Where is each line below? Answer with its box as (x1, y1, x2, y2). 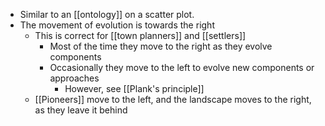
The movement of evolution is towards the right (19, 19, 215, 31)
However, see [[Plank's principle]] (64, 83, 205, 94)
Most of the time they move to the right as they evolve (49, 40, 273, 52)
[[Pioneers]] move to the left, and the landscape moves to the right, (34, 94, 312, 105)
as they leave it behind (34, 104, 128, 116)
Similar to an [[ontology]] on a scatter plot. (19, 9, 195, 20)
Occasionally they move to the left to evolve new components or (49, 62, 315, 73)
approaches (49, 72, 100, 84)
